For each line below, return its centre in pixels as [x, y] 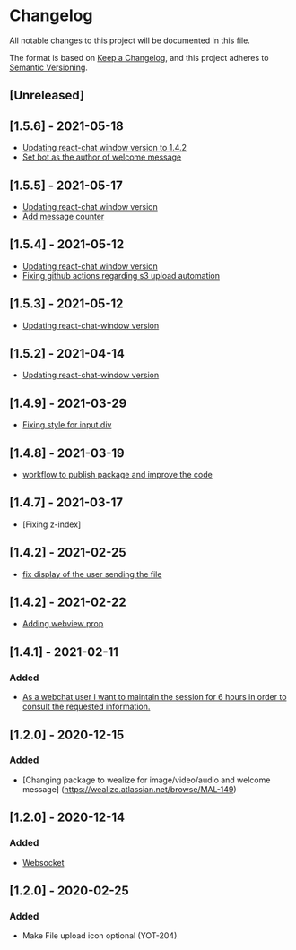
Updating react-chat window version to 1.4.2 [104, 148]
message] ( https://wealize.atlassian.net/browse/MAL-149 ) [129, 789]
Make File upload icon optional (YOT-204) [100, 936]
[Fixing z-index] [52, 524]
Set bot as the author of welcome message [102, 157]
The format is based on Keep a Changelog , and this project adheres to [139, 57]
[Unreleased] [47, 95]
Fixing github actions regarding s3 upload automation [121, 275]
